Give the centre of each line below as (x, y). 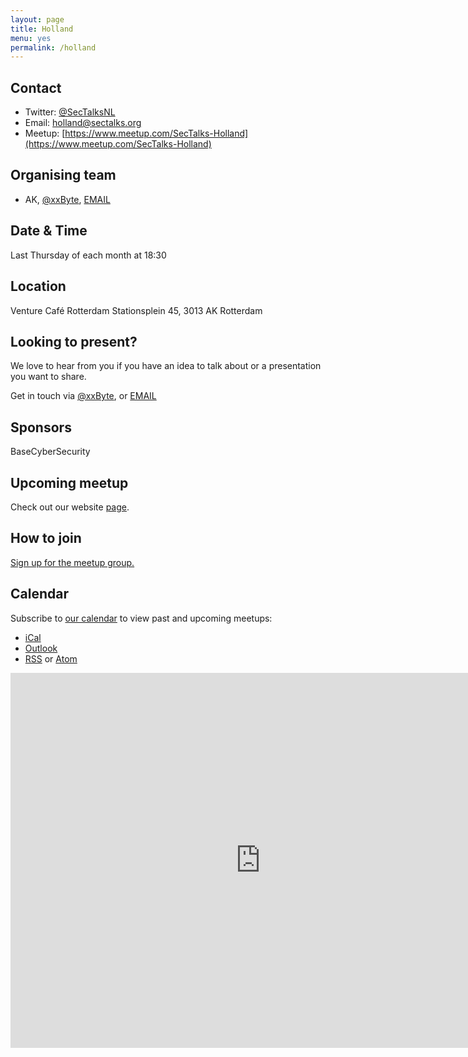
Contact (36, 87)
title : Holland (42, 29)
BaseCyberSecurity (50, 452)
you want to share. (48, 377)
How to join (46, 538)
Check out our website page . (70, 507)
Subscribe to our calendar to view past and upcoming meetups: (141, 618)
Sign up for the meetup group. (72, 562)
